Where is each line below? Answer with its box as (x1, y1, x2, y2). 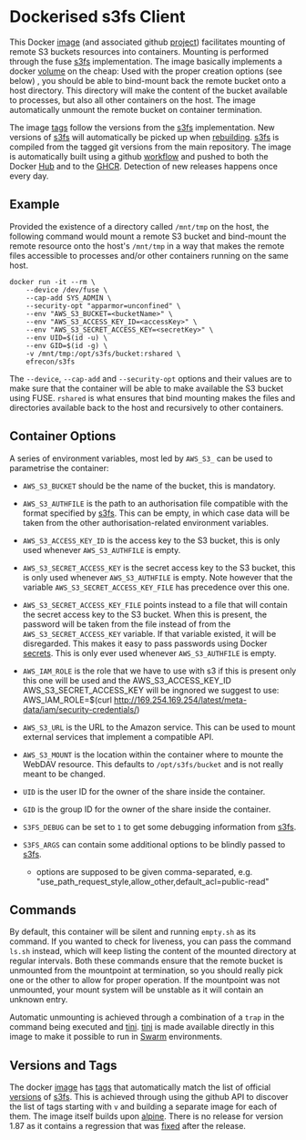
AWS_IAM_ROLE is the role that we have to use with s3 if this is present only (22, 665, 297, 676)
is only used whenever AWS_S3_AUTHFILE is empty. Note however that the (22, 571, 293, 582)
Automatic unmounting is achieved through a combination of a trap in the (9, 1012, 285, 1022)
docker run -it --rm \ (9, 277, 96, 286)
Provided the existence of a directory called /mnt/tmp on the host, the (9, 221, 270, 231)
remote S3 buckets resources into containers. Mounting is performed (9, 46, 269, 56)
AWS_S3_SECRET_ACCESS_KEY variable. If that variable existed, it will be (22, 628, 277, 639)
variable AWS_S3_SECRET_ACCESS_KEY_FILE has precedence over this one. (22, 581, 290, 592)
